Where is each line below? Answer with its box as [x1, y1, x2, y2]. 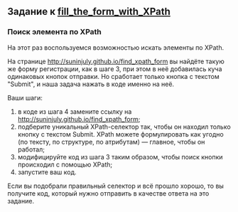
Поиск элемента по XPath [7, 27, 102, 37]
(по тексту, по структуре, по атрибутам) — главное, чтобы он [17, 137, 205, 146]
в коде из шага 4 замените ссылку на [17, 107, 132, 116]
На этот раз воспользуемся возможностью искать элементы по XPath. [7, 43, 225, 52]
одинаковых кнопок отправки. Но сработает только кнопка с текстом [7, 72, 220, 80]
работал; [17, 145, 45, 154]
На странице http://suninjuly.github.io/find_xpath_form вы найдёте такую [7, 57, 225, 65]
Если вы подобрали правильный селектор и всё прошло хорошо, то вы [7, 181, 224, 190]
